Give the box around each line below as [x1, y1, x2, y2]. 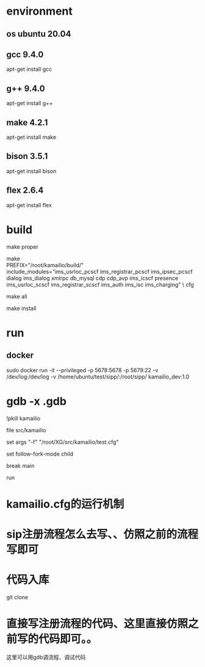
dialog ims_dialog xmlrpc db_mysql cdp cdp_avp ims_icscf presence [6, 274, 179, 282]
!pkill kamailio [6, 415, 41, 422]
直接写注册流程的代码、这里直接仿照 [6, 617, 189, 631]
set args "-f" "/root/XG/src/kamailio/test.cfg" [6, 438, 119, 446]
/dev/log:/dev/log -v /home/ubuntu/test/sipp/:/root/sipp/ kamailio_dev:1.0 [6, 373, 190, 380]
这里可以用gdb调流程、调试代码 [6, 653, 86, 661]
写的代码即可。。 [17, 632, 98, 646]
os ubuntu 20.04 [6, 29, 71, 39]
